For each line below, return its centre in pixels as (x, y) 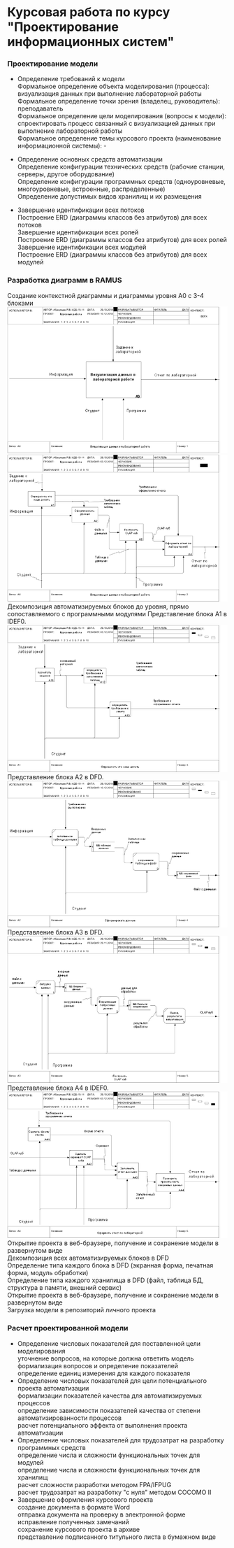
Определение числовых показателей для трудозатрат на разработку (121, 1440)
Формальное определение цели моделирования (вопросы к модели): (122, 116)
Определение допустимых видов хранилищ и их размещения (109, 197)
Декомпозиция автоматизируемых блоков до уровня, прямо (98, 606)
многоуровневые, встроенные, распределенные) (91, 189)
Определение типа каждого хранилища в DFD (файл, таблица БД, (105, 1280)
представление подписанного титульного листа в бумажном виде (117, 1537)
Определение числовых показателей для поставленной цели (109, 1343)
